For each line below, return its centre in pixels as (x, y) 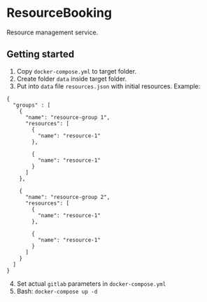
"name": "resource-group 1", (67, 117)
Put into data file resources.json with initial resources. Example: (108, 86)
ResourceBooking (59, 13)
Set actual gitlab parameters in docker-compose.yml (91, 283)
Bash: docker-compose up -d (57, 291)
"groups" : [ (32, 105)
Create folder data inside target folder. (72, 78)
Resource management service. (52, 32)
